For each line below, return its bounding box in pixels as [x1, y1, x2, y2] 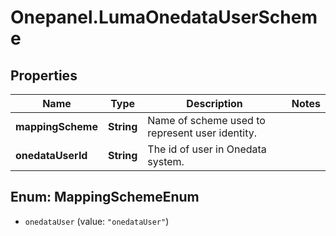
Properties [10, 67, 78, 84]
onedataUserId [15, 149, 88, 162]
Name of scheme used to [147, 114, 266, 127]
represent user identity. [147, 126, 257, 140]
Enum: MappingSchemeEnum [10, 189, 200, 206]
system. [147, 155, 185, 168]
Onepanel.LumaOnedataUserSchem [10, 6, 318, 29]
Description [186, 97, 243, 110]
